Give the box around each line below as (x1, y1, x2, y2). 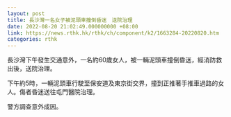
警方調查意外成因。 (7, 102, 63, 111)
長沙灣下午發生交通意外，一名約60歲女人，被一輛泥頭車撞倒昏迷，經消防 (7, 56, 216, 64)
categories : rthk (7, 36, 58, 43)
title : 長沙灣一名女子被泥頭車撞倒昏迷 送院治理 (7, 17, 133, 24)
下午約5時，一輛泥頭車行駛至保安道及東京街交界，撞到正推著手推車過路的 (7, 79, 218, 87)
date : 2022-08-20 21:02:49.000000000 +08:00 (7, 23, 138, 30)
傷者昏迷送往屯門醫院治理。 (19, 88, 99, 96)
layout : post (7, 10, 45, 17)
